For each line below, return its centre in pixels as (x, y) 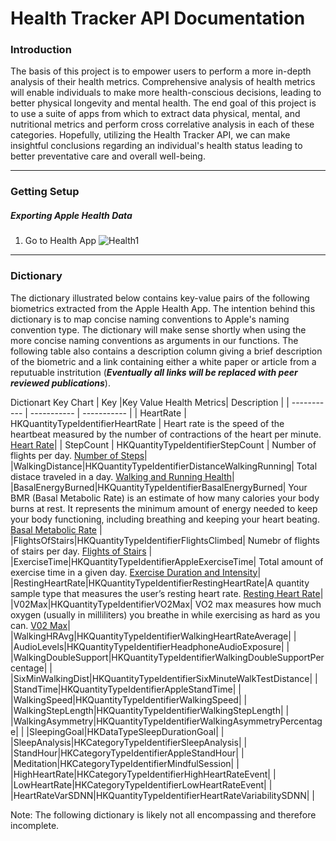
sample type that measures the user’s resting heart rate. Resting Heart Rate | (167, 593)
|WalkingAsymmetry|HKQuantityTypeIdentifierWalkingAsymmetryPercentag (166, 721)
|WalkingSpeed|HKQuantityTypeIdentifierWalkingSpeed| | (129, 699)
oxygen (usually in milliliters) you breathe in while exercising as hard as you (165, 614)
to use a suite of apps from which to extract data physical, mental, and (155, 114)
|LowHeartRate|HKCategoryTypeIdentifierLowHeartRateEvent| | (141, 784)
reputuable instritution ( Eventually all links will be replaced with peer (154, 372)
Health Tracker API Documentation (158, 18)
